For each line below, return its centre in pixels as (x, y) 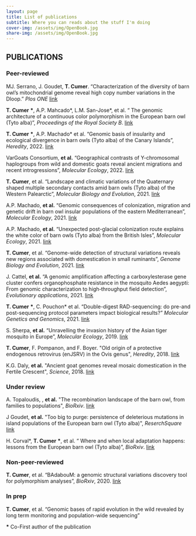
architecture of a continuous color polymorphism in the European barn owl (96, 116)
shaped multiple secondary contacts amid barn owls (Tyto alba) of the (91, 187)
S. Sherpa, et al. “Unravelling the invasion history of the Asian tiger (87, 330)
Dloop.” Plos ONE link (32, 99)
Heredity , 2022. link (30, 146)
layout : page (22, 11)
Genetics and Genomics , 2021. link (48, 319)
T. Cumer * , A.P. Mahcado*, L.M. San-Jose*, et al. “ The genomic (85, 110)
